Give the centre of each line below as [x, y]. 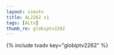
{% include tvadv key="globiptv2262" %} [57, 45]
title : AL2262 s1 [28, 17]
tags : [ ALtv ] [22, 23]
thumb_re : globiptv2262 [36, 28]
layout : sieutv [25, 12]
